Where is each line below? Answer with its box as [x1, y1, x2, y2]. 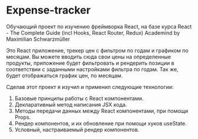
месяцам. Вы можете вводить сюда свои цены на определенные [6, 53, 171, 60]
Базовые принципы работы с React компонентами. [14, 95, 144, 102]
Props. [14, 113, 31, 121]
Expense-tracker [6, 4, 91, 17]
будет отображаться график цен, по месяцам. [6, 72, 123, 79]
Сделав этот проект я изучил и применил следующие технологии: [6, 83, 174, 90]
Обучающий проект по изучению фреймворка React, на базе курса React [6, 23, 192, 30]
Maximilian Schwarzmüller [6, 35, 70, 42]
